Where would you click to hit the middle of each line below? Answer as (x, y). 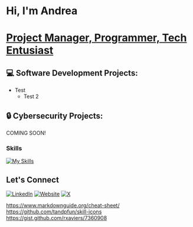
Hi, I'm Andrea (42, 11)
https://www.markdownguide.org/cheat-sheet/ (63, 206)
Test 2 (31, 96)
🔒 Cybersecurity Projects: (55, 116)
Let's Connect (32, 179)
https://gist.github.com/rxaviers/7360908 (57, 218)
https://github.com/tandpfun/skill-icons (54, 212)
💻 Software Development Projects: (72, 73)
